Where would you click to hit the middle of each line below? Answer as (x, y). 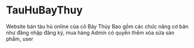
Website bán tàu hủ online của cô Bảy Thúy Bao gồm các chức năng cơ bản (97, 26)
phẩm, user (20, 39)
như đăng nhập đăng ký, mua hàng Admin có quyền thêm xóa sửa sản (90, 32)
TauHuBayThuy (44, 10)
